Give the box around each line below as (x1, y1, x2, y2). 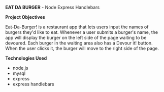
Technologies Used (5, 55, 47, 61)
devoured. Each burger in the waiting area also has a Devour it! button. (5, 40, 153, 46)
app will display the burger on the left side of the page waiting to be (5, 35, 147, 40)
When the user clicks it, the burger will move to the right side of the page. (5, 45, 159, 51)
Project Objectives (5, 14, 46, 20)
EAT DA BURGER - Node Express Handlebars (5, 5, 100, 10)
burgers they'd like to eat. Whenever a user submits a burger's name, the (5, 29, 158, 35)
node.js (12, 65, 29, 71)
